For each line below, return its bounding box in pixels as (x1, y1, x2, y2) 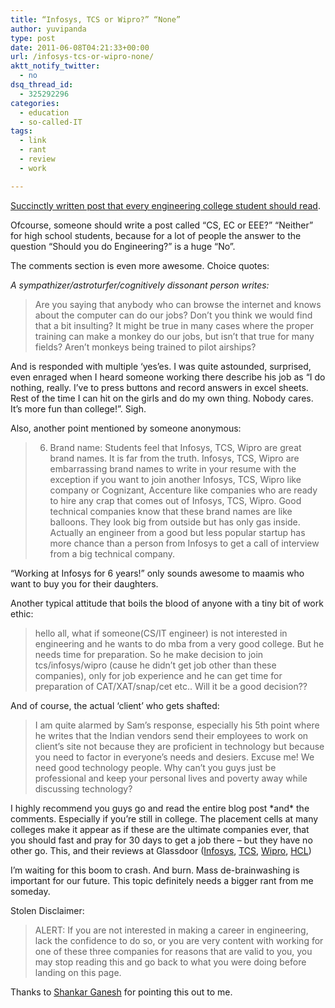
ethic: (10, 607, 34, 620)
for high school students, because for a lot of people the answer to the (10, 229, 302, 241)
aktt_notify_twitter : (10, 61, 101, 71)
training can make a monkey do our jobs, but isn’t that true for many (34, 330, 315, 342)
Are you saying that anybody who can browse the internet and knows (34, 298, 322, 310)
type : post (10, 33, 56, 43)
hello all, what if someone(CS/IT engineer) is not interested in (34, 627, 288, 639)
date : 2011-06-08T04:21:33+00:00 (10, 42, 150, 53)
